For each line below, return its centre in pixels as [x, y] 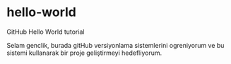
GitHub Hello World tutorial [46, 32]
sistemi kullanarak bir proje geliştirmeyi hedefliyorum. [84, 53]
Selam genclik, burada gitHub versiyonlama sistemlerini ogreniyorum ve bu [115, 45]
